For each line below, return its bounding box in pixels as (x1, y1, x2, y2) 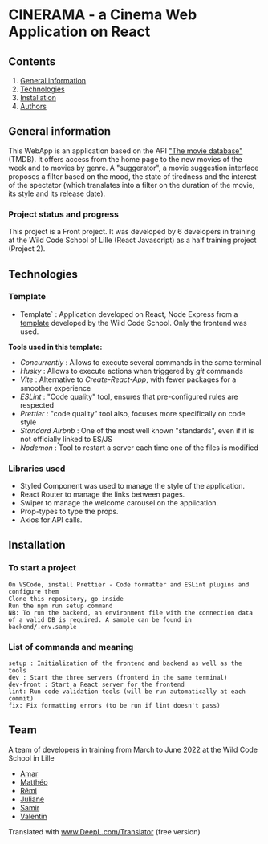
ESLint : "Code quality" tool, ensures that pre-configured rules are (19, 392, 238, 401)
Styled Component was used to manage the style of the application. (19, 481, 245, 491)
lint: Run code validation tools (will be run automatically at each (8, 688, 246, 696)
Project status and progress (8, 209, 119, 220)
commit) (8, 695, 35, 703)
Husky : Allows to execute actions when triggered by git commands (19, 366, 243, 375)
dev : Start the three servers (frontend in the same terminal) (8, 674, 228, 682)
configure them (8, 587, 59, 595)
